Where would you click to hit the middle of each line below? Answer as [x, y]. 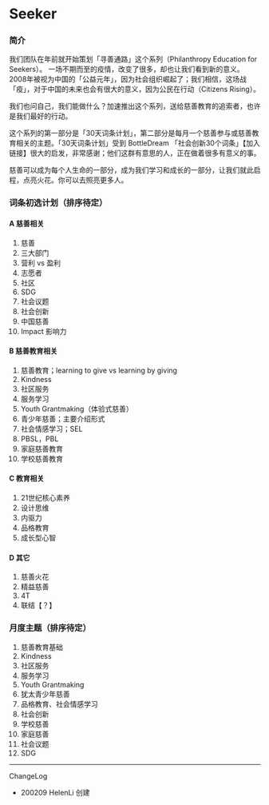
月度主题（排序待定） [50, 628]
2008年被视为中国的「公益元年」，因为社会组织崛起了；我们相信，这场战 [128, 79]
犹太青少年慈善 [45, 694]
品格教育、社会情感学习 [59, 703]
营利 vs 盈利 [40, 263]
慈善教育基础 [42, 647]
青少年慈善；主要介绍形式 [63, 418]
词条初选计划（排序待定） [58, 203]
